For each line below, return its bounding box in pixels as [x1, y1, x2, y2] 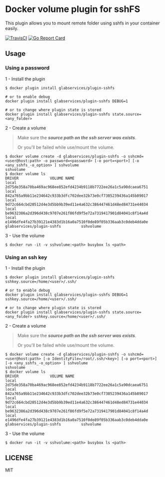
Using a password [5, 64, 50, 71]
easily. [5, 25, 18, 31]
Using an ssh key [5, 254, 47, 261]
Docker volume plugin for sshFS [5, 3, 141, 15]
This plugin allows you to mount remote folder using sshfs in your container [5, 20, 161, 26]
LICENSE [5, 454, 33, 463]
